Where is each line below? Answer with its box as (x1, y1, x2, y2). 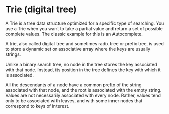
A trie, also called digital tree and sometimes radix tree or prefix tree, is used (5, 40, 164, 46)
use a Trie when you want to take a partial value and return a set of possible (5, 25, 163, 31)
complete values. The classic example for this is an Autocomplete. (5, 31, 143, 37)
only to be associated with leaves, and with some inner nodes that (5, 97, 143, 104)
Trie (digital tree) (5, 4, 77, 15)
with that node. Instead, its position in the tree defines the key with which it (5, 67, 161, 73)
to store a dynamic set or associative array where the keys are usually (5, 46, 150, 52)
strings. (5, 51, 21, 58)
